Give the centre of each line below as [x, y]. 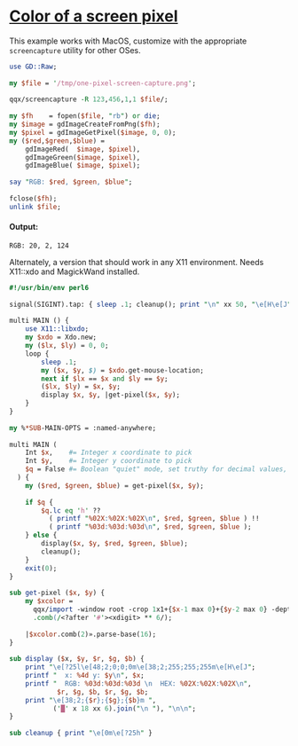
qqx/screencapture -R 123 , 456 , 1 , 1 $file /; [89, 99]
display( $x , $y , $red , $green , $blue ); [115, 544]
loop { [37, 353]
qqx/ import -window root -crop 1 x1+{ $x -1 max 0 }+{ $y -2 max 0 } [150, 609]
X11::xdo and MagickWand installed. [74, 271]
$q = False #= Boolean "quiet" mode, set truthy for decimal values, [157, 469]
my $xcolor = [49, 601]
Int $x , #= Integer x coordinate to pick [109, 453]
